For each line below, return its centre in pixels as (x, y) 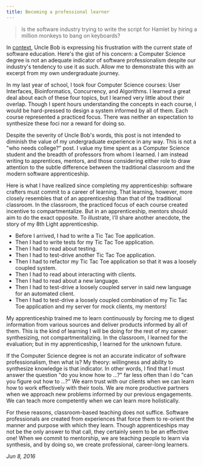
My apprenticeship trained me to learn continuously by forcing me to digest (100, 318)
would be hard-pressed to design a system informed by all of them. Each (97, 110)
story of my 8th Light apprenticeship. (52, 224)
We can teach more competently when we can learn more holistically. (93, 401)
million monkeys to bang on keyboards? (71, 35)
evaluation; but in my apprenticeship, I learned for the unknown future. (94, 344)
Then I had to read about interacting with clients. (75, 274)
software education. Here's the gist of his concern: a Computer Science (96, 54)
